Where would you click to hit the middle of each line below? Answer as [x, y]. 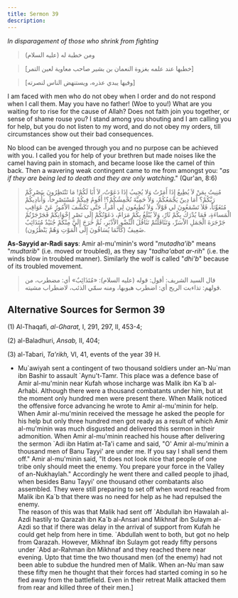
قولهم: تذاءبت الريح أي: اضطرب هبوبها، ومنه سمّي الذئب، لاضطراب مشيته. [123, 287]
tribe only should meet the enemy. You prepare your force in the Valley [121, 466]
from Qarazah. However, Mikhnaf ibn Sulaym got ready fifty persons [118, 542]
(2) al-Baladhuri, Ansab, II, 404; [54, 341]
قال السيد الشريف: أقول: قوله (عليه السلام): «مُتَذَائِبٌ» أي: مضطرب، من [120, 280]
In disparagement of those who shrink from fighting [83, 41]
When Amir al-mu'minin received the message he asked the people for [121, 414]
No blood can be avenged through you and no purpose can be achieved [113, 147]
